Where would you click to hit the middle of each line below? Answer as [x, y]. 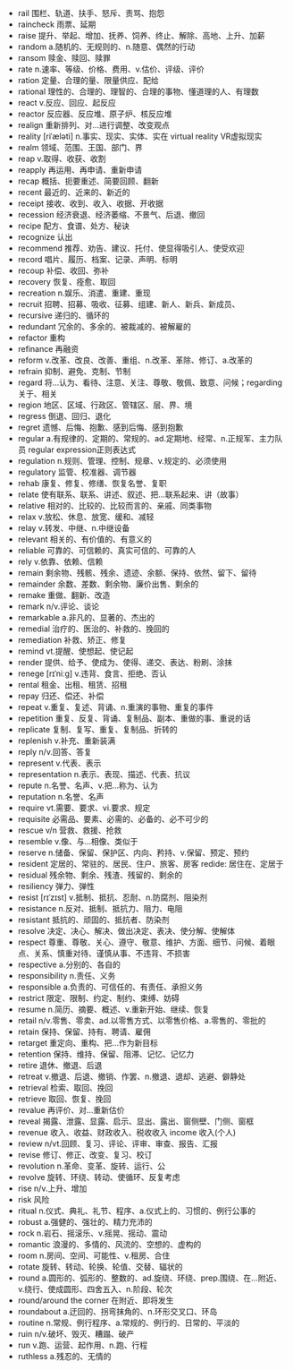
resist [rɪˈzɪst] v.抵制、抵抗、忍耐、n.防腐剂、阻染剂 [113, 897]
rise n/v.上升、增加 [52, 1188]
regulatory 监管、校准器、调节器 [77, 472]
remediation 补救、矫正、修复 [72, 640]
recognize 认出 [45, 237]
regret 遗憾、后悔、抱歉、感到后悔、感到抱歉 [100, 427]
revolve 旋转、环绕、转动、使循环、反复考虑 [99, 1177]
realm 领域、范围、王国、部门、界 [80, 147]
